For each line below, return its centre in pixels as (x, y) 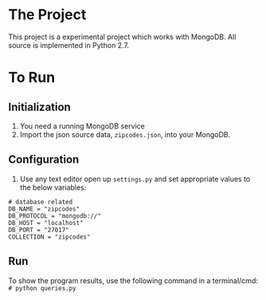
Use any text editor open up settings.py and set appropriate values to (135, 179)
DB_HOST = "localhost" (46, 223)
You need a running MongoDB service (82, 126)
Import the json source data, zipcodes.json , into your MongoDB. (125, 134)
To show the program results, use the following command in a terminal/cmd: (133, 280)
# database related (41, 202)
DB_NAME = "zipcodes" (44, 209)
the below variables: (53, 187)
